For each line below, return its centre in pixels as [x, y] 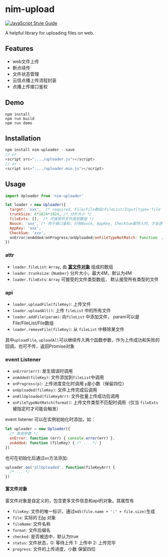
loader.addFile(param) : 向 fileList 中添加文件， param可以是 [76, 316]
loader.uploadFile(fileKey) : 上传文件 [51, 304]
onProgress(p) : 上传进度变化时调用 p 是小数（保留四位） [69, 384]
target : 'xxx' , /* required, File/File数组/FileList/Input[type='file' [86, 209]
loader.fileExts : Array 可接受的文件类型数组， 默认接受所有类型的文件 [85, 279]
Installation [23, 138]
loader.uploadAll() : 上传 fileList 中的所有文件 [61, 310]
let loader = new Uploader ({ [35, 205]
